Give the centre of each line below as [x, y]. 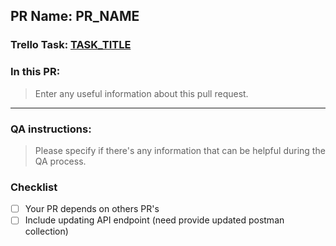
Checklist [34, 187]
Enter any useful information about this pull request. [141, 93]
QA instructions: [51, 129]
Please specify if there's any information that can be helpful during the [180, 150]
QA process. [60, 161]
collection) [46, 231]
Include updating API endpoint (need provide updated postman [154, 220]
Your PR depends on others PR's [92, 209]
